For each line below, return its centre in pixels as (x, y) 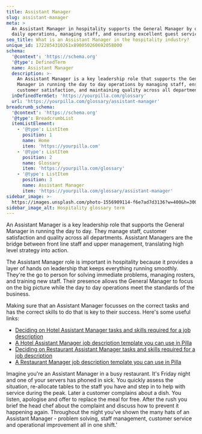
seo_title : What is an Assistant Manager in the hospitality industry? (98, 40)
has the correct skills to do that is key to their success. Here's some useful (99, 312)
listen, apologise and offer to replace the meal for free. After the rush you (97, 399)
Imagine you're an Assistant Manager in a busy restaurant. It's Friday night (98, 374)
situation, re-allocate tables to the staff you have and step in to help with (96, 386)
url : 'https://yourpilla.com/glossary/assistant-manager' (86, 101)
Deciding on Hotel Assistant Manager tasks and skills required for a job (103, 330)
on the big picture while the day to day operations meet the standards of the (100, 288)
